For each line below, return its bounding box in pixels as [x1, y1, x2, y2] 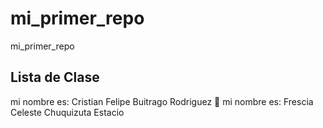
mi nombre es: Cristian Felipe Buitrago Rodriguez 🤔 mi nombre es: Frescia [10, 95, 314, 107]
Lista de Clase [10, 69, 100, 86]
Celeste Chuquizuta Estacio [10, 106, 125, 118]
